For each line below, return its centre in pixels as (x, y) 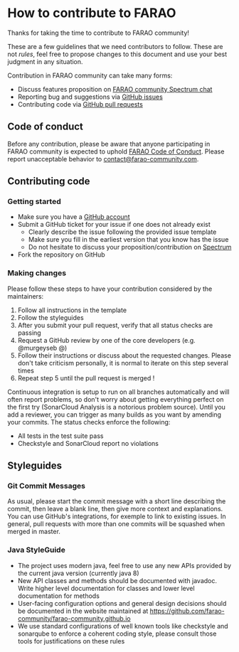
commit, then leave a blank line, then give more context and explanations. (115, 509)
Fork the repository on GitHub (61, 255)
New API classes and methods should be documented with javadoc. (117, 580)
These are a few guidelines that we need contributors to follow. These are (115, 46)
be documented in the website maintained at (83, 611)
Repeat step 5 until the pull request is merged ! (86, 378)
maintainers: (26, 296)
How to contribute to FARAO (92, 13)
